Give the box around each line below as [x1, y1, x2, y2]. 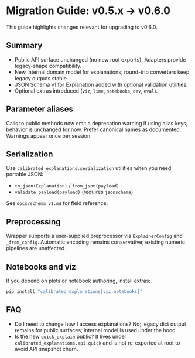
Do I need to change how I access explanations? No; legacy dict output [14, 321, 186, 328]
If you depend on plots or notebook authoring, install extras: [6, 277, 151, 284]
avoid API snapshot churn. [14, 345, 78, 352]
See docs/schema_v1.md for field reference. [6, 200, 108, 207]
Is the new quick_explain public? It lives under [14, 333, 127, 340]
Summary [6, 40, 43, 50]
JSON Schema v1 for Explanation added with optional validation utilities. [14, 81, 189, 88]
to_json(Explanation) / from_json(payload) [14, 182, 119, 189]
